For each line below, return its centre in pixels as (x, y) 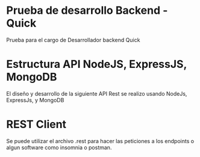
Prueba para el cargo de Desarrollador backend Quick (73, 40)
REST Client (36, 125)
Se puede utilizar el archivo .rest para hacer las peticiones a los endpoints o (100, 141)
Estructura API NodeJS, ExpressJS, (96, 64)
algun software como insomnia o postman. (59, 147)
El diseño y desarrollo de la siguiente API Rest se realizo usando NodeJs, (97, 93)
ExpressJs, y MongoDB (35, 100)
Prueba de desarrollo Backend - (87, 11)
